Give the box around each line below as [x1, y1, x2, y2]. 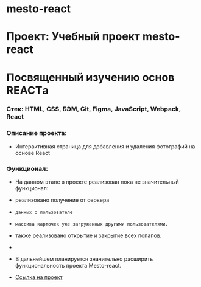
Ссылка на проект [15, 274, 63, 281]
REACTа [6, 83, 49, 97]
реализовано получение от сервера [15, 196, 110, 204]
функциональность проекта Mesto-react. [15, 262, 122, 269]
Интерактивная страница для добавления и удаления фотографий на [15, 142, 196, 150]
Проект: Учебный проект [6, 30, 140, 44]
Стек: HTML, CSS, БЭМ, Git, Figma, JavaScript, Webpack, [6, 105, 182, 114]
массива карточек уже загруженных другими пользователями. [15, 221, 169, 227]
